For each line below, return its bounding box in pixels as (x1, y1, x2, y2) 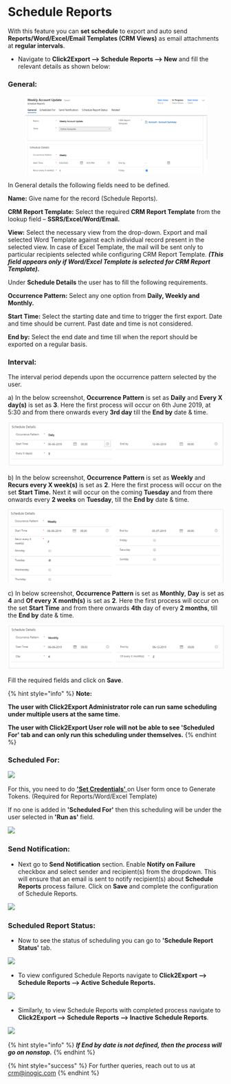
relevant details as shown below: (17, 62, 111, 70)
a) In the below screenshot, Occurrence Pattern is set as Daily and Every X (8, 394, 223, 402)
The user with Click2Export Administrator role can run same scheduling (8, 703, 217, 711)
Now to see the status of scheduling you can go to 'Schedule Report (17, 937, 214, 945)
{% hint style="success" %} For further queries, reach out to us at (8, 1061, 195, 1070)
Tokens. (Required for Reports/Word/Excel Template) (8, 792, 157, 800)
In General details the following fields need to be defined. (8, 180, 170, 189)
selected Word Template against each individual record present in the (8, 235, 205, 244)
